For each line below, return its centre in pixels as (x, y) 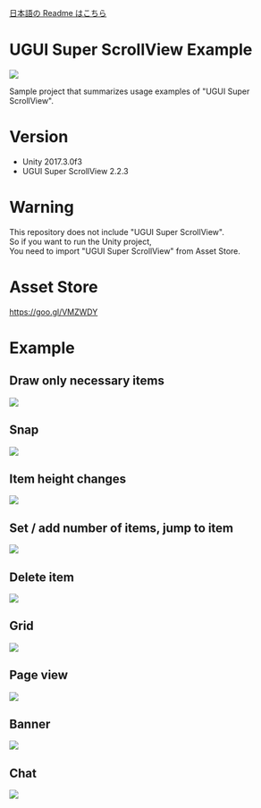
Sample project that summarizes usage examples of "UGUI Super (130, 91)
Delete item (42, 577)
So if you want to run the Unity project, (80, 241)
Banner (30, 724)
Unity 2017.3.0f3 (52, 161)
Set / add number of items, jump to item (122, 528)
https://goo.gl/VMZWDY (54, 312)
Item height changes (68, 479)
